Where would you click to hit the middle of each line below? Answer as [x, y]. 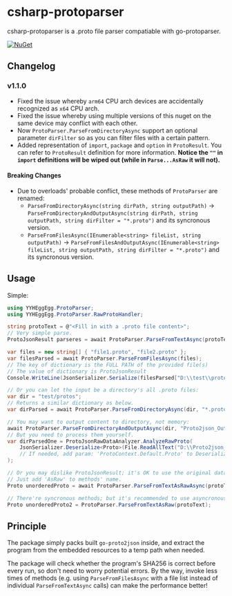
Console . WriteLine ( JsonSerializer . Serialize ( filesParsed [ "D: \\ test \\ [109, 378]
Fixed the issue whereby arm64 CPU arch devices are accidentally [110, 101]
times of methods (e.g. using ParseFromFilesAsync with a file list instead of [113, 578]
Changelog [31, 66]
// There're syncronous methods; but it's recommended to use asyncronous [117, 498]
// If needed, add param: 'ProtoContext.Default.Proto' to [106, 454]
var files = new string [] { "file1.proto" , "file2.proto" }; [97, 352]
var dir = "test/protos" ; [44, 397]
